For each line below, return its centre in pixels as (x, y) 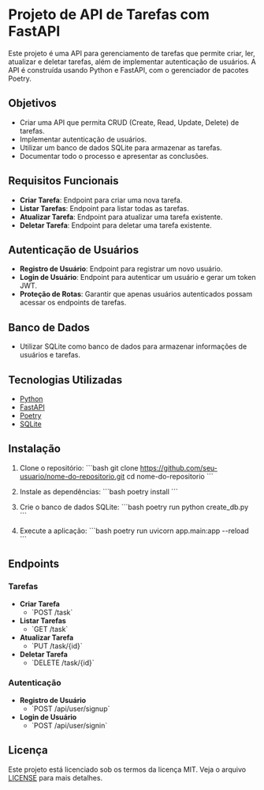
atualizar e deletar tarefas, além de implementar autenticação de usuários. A (132, 62)
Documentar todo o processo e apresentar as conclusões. (114, 156)
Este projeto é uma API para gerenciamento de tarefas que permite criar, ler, (132, 53)
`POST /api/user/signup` (71, 709)
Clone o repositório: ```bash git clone (79, 467)
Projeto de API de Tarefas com (109, 15)
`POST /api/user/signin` (69, 725)
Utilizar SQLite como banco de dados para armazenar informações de (133, 346)
